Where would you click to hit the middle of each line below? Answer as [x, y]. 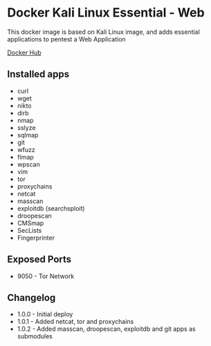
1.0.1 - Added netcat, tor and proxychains [75, 322]
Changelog [31, 297]
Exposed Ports [39, 259]
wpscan [28, 164]
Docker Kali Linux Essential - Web [106, 13]
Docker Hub [24, 52]
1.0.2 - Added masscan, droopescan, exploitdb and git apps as [106, 329]
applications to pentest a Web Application [66, 39]
